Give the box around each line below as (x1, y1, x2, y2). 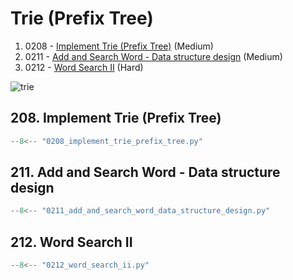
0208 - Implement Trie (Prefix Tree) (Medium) (24, 40, 214, 52)
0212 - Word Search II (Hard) (24, 61, 144, 73)
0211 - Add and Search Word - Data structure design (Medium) (24, 50, 283, 62)
